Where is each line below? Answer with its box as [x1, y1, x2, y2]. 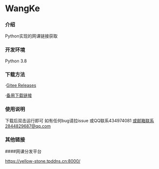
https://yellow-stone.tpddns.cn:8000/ [5, 158, 81, 164]
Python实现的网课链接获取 [5, 33, 58, 39]
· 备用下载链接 [5, 93, 33, 98]
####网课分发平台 [5, 148, 42, 154]
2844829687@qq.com [5, 123, 51, 129]
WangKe [5, 3, 40, 14]
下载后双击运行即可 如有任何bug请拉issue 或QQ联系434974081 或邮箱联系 [5, 118, 154, 124]
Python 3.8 [5, 58, 27, 64]
